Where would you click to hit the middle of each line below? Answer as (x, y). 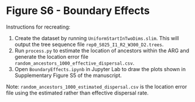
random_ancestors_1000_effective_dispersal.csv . (74, 63)
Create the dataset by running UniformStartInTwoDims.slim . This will (97, 38)
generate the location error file (52, 57)
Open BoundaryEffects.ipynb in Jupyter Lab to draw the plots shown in (100, 69)
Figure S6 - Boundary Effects (78, 11)
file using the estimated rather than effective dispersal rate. (78, 93)
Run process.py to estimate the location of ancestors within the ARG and (102, 50)
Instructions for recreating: (38, 27)
